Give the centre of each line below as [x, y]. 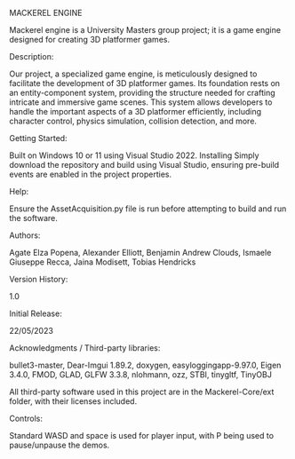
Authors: [25, 235]
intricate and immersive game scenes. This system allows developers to [141, 102]
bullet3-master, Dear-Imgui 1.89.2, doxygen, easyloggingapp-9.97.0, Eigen [145, 365]
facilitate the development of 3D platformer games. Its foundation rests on [145, 83]
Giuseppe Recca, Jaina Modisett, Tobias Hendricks [103, 262]
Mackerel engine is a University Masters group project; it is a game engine [145, 30]
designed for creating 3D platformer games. [90, 40]
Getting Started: [39, 138]
